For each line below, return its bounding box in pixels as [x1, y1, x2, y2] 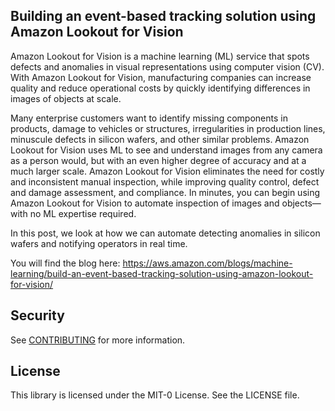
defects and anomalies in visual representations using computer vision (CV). [10, 60, 325, 73]
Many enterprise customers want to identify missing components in [10, 112, 288, 124]
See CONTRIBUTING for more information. [10, 334, 186, 346]
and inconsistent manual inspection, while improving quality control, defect [10, 175, 320, 188]
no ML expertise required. [29, 207, 137, 219]
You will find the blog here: [10, 257, 121, 269]
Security [10, 307, 65, 324]
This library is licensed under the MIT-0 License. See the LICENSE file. [10, 389, 300, 401]
